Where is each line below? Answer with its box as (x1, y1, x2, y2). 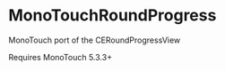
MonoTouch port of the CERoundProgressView (8, 35, 181, 45)
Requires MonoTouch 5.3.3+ (8, 51, 113, 62)
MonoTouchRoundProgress (8, 5, 217, 26)
